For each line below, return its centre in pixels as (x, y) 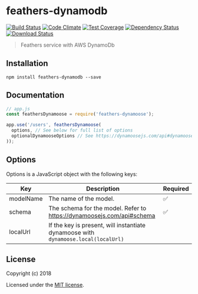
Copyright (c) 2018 (29, 273)
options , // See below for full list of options (72, 130)
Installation (27, 63)
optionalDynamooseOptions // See (52, 136)
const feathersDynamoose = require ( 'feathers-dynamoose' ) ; (80, 114)
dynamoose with (72, 233)
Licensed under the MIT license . (45, 285)
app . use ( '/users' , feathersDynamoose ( (54, 125)
